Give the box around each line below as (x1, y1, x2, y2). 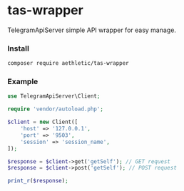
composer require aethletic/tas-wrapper (7, 60, 130, 67)
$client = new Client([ (7, 118, 78, 126)
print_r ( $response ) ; (7, 177, 69, 185)
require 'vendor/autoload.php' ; (7, 105, 103, 113)
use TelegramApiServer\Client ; (7, 93, 101, 100)
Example (7, 77, 39, 87)
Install (7, 43, 30, 53)
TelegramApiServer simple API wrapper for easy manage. (7, 26, 177, 34)
